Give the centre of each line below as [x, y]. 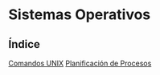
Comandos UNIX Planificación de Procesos [80, 63]
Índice [24, 44]
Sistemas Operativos [80, 15]
